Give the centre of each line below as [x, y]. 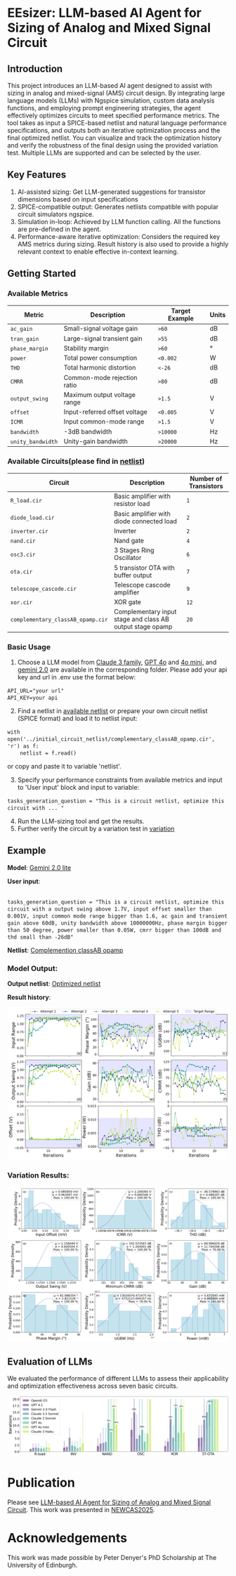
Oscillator [127, 558]
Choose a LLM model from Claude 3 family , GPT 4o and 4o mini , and [117, 663]
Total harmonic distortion [100, 367]
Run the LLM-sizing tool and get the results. [81, 821]
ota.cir [21, 572]
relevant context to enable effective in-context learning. [98, 252]
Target [181, 311]
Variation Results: [38, 1175]
